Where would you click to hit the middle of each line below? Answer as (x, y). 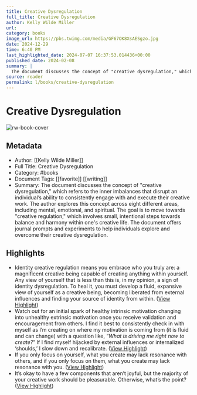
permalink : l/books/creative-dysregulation (60, 83)
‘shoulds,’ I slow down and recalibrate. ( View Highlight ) (81, 348)
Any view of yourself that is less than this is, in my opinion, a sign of (96, 280)
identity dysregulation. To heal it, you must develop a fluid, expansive (98, 286)
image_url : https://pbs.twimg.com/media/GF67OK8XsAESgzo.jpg (82, 39)
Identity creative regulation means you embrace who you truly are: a (97, 267)
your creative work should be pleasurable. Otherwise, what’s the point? (100, 379)
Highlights (26, 253)
